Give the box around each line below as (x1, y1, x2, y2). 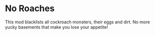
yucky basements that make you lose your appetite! (5, 24, 108, 30)
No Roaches (5, 3, 55, 14)
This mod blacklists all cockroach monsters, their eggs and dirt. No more (5, 19, 150, 25)
